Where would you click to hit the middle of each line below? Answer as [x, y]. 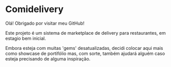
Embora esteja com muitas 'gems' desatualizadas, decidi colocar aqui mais [84, 48]
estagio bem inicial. [26, 38]
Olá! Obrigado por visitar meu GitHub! [45, 23]
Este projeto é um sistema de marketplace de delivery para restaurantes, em [86, 33]
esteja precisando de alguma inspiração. [48, 58]
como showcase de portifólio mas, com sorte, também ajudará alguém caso [85, 53]
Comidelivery [34, 9]
